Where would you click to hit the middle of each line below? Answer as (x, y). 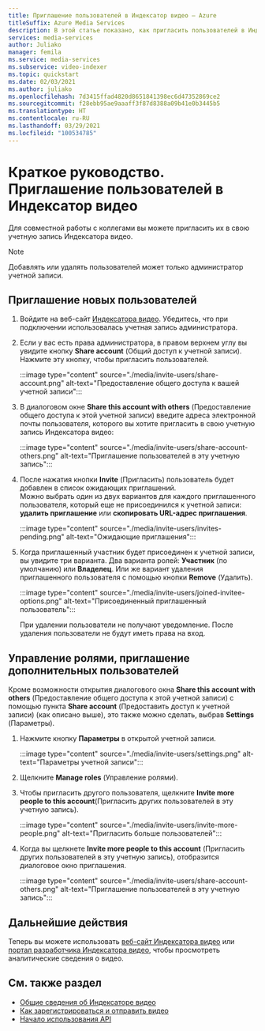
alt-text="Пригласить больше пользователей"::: (142, 833)
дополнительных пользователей (93, 670)
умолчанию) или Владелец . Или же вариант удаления (111, 569)
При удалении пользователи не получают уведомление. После (127, 625)
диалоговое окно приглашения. (73, 866)
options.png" (41, 601)
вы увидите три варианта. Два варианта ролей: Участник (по (123, 561)
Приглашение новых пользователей (103, 300)
